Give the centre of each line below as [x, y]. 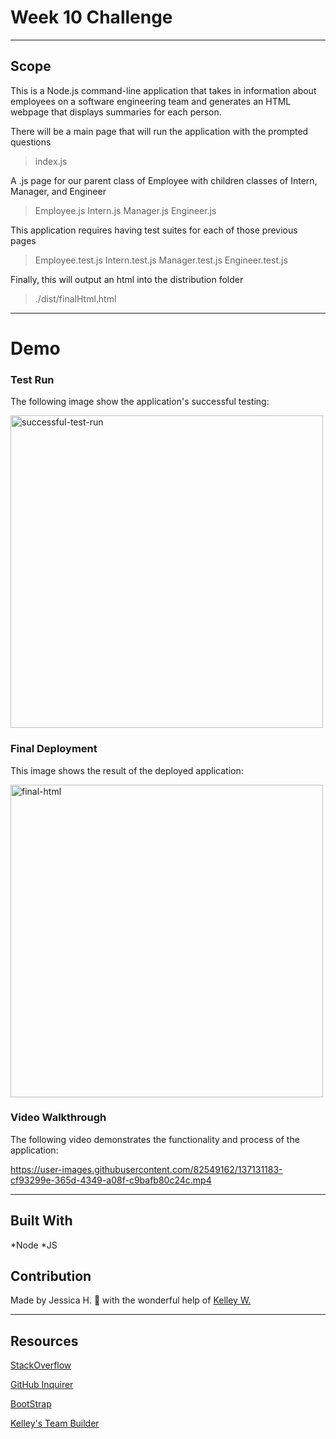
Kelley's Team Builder [55, 1423]
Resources [44, 1341]
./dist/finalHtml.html [75, 298]
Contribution [51, 1276]
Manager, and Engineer [58, 191]
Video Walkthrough [58, 1118]
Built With [41, 1221]
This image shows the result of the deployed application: [127, 770]
